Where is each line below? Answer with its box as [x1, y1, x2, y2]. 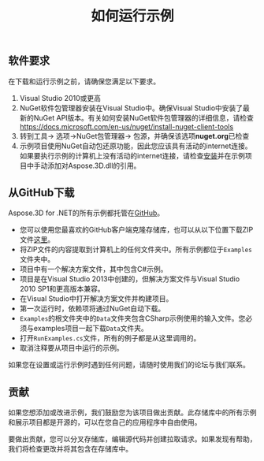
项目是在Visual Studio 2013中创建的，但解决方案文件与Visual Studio [19, 274, 240, 284]
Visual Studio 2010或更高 [19, 93, 101, 102]
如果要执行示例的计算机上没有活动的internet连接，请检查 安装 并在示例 [19, 151, 246, 160]
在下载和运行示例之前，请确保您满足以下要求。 [8, 76, 160, 86]
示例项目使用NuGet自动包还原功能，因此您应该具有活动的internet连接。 [19, 141, 252, 151]
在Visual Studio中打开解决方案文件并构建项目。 [19, 294, 173, 303]
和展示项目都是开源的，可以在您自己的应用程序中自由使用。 [8, 418, 202, 427]
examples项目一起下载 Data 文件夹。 [33, 324, 148, 333]
